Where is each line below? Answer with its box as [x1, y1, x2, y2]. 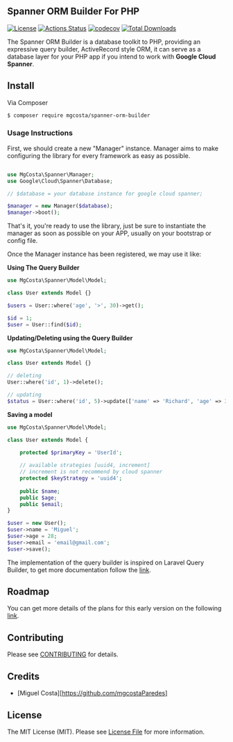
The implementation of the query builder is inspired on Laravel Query [7, 558, 205, 567]
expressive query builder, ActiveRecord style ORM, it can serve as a [7, 45, 201, 53]
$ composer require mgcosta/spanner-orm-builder [7, 111, 150, 119]
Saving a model [7, 410, 53, 418]
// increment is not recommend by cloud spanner [19, 468, 163, 475]
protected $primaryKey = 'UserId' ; [19, 449, 123, 456]
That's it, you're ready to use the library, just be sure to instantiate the [7, 222, 207, 230]
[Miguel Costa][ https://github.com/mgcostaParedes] [17, 689, 168, 697]
